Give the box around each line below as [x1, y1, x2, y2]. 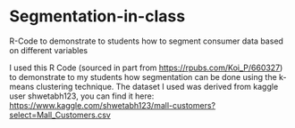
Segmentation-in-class [9, 6, 186, 27]
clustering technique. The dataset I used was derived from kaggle [36, 81, 279, 92]
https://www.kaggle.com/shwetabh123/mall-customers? [9, 100, 216, 110]
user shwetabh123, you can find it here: [9, 91, 155, 101]
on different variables [9, 44, 88, 55]
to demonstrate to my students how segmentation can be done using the [9, 71, 277, 82]
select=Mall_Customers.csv [9, 109, 112, 120]
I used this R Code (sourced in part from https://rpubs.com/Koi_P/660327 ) [9, 62, 283, 73]
